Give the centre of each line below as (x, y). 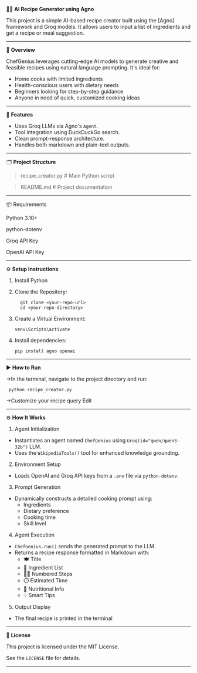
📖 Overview (21, 50)
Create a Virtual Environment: (50, 319)
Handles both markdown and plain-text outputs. (72, 145)
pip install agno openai (45, 351)
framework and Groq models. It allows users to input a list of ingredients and (98, 27)
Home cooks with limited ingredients (59, 79)
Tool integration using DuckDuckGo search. (67, 132)
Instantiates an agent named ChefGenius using (70, 440)
